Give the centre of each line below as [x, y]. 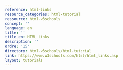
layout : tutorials [24, 60]
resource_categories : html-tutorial [43, 14]
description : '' [22, 42]
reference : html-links [28, 10]
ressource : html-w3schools [33, 19]
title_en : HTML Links [27, 37]
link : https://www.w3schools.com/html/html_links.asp [62, 55]
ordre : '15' [17, 46]
